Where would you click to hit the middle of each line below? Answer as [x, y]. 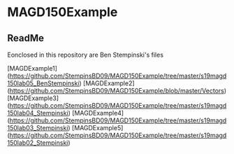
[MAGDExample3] [33, 98]
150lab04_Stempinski [38, 113]
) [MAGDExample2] [107, 83]
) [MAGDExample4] [96, 113]
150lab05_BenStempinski [43, 83]
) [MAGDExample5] [96, 128]
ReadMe [25, 38]
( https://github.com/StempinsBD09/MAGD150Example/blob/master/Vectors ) [117, 91]
